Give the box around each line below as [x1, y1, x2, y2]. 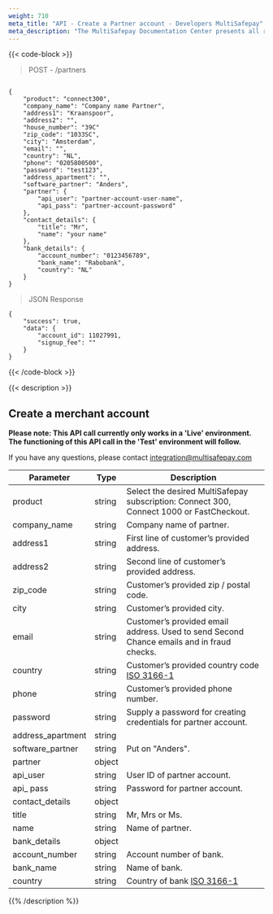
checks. [126, 646, 157, 658]
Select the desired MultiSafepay [126, 486, 249, 497]
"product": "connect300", [23, 95, 111, 103]
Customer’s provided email [126, 616, 229, 628]
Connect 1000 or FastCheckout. [126, 506, 250, 518]
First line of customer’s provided [126, 532, 249, 544]
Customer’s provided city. [126, 603, 225, 614]
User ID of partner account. [126, 770, 232, 781]
